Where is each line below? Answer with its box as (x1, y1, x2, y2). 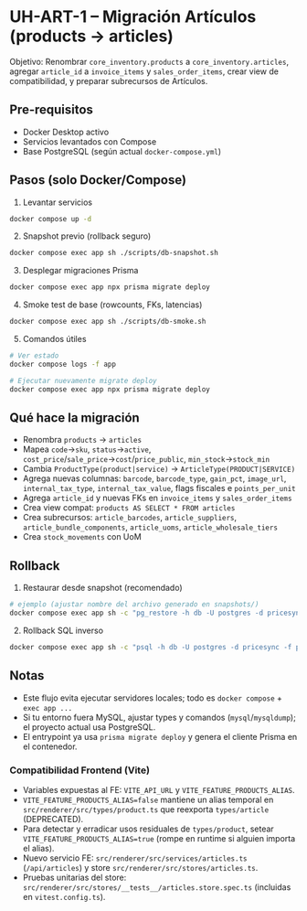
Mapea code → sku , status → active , (22, 444, 152, 455)
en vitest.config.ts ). (22, 891, 106, 902)
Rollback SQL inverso (22, 625, 103, 636)
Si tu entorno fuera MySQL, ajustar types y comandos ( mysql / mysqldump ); (22, 712, 297, 723)
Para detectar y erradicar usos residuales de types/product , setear (22, 823, 274, 834)
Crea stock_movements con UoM (22, 531, 142, 542)
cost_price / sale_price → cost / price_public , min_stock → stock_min (22, 454, 270, 465)
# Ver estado (9, 351, 59, 360)
